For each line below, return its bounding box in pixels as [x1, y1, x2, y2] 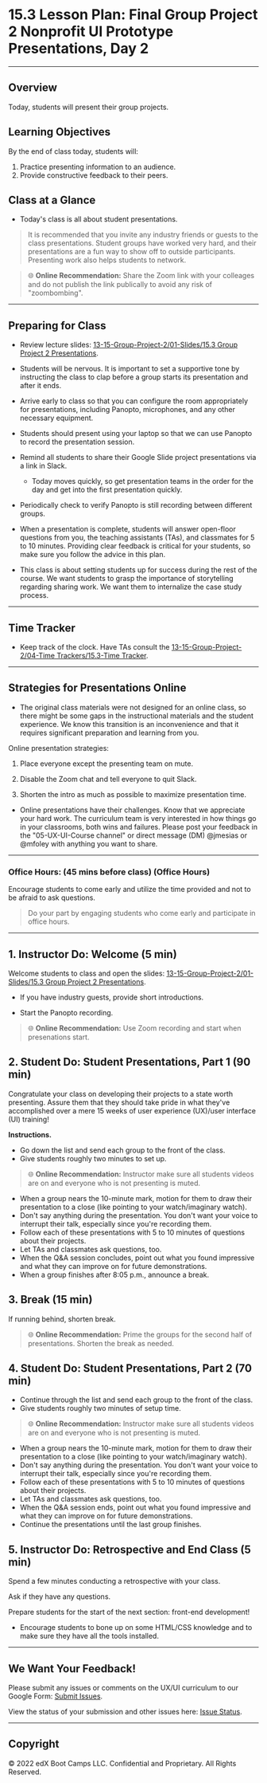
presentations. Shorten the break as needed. [27, 1338, 175, 1348]
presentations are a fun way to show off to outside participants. [27, 247, 236, 257]
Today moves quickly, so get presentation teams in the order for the [31, 477, 254, 486]
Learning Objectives [8, 125, 111, 139]
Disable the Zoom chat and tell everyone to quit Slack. [19, 774, 197, 783]
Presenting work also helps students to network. [27, 255, 187, 265]
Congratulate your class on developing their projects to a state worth [8, 1089, 233, 1098]
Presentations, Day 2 [8, 40, 149, 57]
